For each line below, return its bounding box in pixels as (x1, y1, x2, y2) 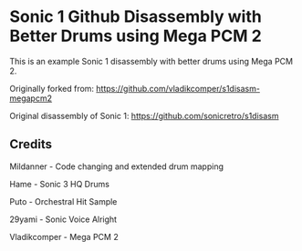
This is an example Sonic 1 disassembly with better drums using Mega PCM (9, 55, 294, 66)
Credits (9, 136, 53, 152)
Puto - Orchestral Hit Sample (9, 196, 118, 206)
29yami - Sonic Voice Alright (9, 214, 117, 225)
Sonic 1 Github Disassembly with (9, 6, 262, 27)
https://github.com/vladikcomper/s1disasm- (95, 83, 260, 94)
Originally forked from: (9, 83, 94, 94)
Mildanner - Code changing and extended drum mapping (9, 161, 224, 172)
